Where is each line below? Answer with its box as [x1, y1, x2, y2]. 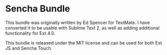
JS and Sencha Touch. [5, 45, 52, 51]
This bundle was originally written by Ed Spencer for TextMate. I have [5, 19, 150, 25]
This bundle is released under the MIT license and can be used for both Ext [5, 39, 162, 45]
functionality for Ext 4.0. [5, 30, 56, 36]
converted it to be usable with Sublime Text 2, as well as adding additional [5, 24, 160, 30]
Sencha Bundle [5, 3, 70, 14]
